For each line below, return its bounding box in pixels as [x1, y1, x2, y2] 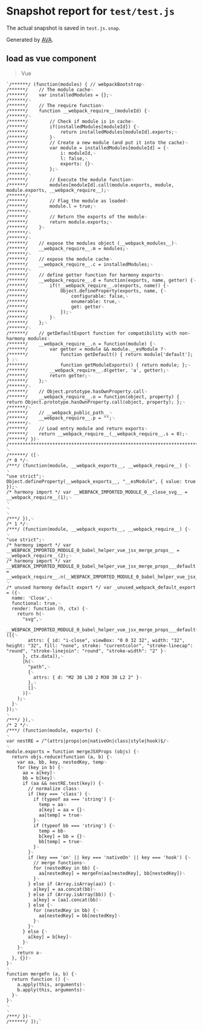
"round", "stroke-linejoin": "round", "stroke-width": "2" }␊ [6, 648, 167, 654]
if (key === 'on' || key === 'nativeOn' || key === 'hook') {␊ [28, 855, 192, 861]
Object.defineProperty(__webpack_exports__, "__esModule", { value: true [6, 478, 196, 485]
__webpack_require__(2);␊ [6, 553, 72, 559]
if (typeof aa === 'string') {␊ [33, 796, 116, 802]
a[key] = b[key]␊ [28, 934, 72, 940]
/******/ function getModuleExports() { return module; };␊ [6, 362, 192, 368]
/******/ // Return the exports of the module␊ [6, 214, 148, 220]
